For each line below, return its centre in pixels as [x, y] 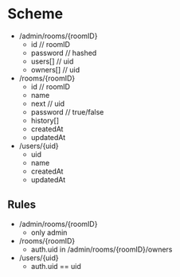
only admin [49, 232]
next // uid [48, 103]
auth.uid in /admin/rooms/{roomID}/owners [102, 249]
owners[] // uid [55, 69]
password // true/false [67, 111]
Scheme [35, 14]
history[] [45, 120]
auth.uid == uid [56, 266]
